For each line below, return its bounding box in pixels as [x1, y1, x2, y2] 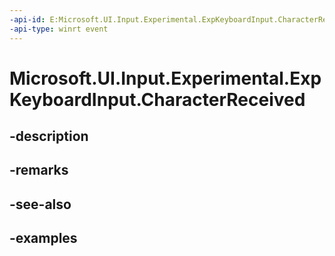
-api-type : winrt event [9, 24, 109, 34]
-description [9, 128, 89, 145]
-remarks [9, 162, 69, 179]
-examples [9, 230, 78, 247]
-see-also [9, 196, 72, 213]
